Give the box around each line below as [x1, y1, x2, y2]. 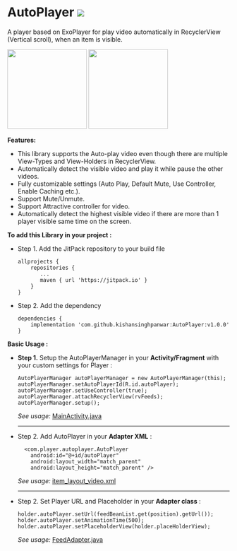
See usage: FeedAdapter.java [17, 535, 104, 544]
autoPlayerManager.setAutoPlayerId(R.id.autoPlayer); [17, 381, 179, 388]
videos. [17, 172, 39, 180]
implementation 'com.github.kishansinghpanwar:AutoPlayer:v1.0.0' [30, 321, 230, 328]
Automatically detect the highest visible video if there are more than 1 [17, 209, 219, 218]
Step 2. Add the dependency [17, 301, 102, 309]
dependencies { [17, 315, 63, 322]
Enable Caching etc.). [17, 186, 80, 195]
